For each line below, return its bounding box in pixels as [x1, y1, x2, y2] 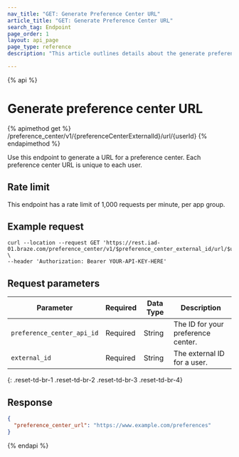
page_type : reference [7, 43, 72, 50]
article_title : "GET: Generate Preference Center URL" [7, 17, 174, 24]
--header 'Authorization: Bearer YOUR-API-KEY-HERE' [7, 258, 167, 265]
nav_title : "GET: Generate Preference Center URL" [7, 10, 161, 18]
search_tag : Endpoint [7, 23, 72, 31]
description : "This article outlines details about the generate [7, 50, 205, 58]
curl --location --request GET [7, 240, 100, 247]
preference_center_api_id [11, 329, 99, 338]
